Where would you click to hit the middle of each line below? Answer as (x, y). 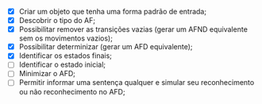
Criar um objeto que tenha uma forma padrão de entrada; (113, 12)
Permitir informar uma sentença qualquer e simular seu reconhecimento (137, 83)
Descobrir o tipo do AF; (57, 21)
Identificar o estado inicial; (62, 65)
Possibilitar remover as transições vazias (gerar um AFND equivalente (133, 29)
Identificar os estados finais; (65, 56)
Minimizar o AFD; (47, 74)
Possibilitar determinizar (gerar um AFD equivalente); (106, 47)
